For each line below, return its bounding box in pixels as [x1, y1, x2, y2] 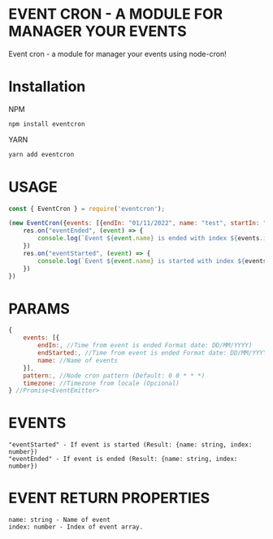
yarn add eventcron [8, 150, 75, 158]
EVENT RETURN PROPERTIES [8, 489, 210, 507]
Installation [8, 78, 86, 96]
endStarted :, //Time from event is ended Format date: [37, 349, 227, 357]
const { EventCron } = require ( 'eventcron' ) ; [8, 205, 165, 213]
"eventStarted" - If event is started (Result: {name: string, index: [8, 441, 253, 449]
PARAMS [8, 300, 71, 317]
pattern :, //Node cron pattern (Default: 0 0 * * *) [23, 371, 206, 380]
